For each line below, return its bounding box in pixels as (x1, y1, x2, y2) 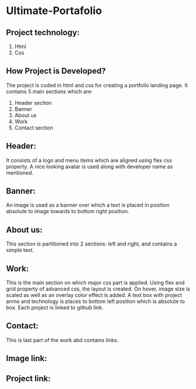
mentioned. (6, 169, 34, 176)
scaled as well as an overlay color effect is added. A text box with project (6, 292, 183, 299)
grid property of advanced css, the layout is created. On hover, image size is (6, 285, 190, 292)
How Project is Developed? (6, 66, 106, 76)
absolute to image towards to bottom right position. (6, 208, 130, 215)
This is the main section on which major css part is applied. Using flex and (6, 279, 185, 286)
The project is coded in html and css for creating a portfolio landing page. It (6, 81, 188, 88)
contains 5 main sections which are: (6, 88, 93, 95)
